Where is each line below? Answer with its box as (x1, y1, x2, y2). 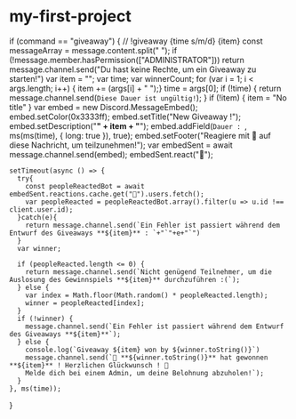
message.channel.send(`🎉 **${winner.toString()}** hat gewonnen (25, 353, 268, 362)
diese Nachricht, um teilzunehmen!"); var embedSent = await (9, 140, 233, 150)
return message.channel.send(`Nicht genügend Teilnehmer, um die (25, 267, 273, 277)
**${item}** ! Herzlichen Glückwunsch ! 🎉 (9, 360, 169, 370)
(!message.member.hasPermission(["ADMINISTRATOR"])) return (9, 54, 244, 65)
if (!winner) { (17, 314, 74, 323)
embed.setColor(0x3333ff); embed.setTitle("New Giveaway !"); (9, 111, 242, 122)
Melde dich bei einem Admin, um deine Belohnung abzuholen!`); (25, 368, 265, 377)
